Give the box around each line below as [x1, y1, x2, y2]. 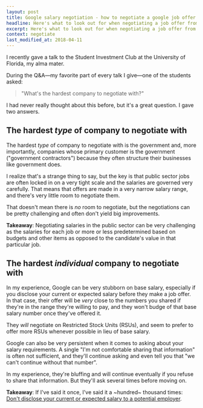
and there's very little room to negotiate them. [6, 192, 120, 199]
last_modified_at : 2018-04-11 [6, 37, 83, 43]
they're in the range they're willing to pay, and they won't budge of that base [6, 303, 197, 310]
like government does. [6, 161, 62, 168]
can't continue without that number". [6, 358, 98, 366]
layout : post [6, 8, 39, 15]
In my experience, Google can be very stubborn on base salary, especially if [6, 283, 196, 291]
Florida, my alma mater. [6, 60, 65, 67]
